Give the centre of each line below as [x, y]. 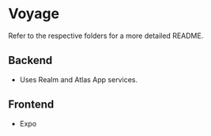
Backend [30, 60]
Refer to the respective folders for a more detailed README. [106, 36]
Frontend [31, 105]
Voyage [34, 14]
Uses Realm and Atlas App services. [79, 79]
